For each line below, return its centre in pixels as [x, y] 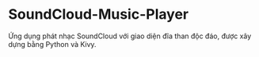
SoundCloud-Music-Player [98, 14]
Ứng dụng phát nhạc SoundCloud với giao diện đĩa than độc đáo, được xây [130, 36]
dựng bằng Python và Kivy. [52, 44]
